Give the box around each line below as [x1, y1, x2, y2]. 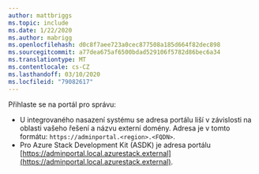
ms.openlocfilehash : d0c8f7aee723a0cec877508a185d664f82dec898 [8, 41, 221, 49]
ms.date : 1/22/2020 [8, 26, 73, 34]
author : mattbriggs [8, 11, 73, 20]
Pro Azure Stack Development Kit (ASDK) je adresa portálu [19, 140, 212, 149]
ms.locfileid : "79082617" [8, 78, 93, 85]
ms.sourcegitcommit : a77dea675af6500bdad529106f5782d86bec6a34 [8, 48, 221, 56]
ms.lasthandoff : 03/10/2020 [8, 70, 101, 78]
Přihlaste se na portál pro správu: [8, 100, 117, 109]
